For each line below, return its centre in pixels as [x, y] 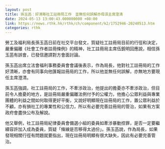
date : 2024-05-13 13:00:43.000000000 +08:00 [51, 19]
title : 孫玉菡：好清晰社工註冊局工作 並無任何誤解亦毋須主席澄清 [64, 14]
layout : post [18, 10]
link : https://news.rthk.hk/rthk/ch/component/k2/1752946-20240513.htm [80, 23]
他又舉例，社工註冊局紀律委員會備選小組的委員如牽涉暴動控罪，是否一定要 [80, 123]
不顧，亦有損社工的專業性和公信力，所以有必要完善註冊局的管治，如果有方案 [82, 107]
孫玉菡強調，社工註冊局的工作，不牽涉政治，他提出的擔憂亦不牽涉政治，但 [80, 88]
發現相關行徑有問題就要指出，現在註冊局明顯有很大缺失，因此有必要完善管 [80, 135]
